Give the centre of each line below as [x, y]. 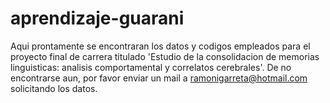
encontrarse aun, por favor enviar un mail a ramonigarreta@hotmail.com [159, 78]
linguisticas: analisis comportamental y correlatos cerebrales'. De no [151, 67]
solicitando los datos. [54, 88]
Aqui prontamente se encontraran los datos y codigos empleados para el [160, 46]
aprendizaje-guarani [97, 18]
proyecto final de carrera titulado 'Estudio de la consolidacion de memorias [165, 56]
